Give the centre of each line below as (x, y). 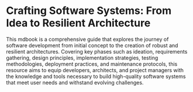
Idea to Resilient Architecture (78, 23)
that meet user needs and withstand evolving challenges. (75, 82)
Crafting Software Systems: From (89, 11)
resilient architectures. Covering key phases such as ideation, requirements (97, 51)
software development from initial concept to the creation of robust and (92, 45)
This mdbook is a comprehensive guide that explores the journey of (87, 39)
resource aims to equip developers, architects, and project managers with (95, 70)
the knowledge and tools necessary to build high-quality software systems (96, 76)
